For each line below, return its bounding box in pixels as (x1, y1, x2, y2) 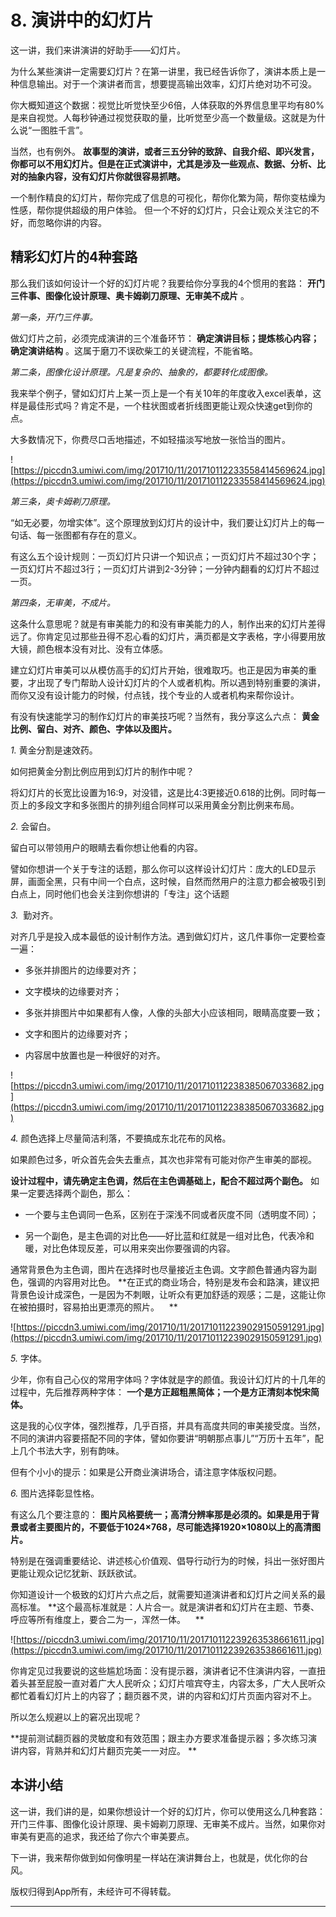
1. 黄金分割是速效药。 (10, 744, 98, 756)
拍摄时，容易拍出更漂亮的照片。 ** (27, 1301, 178, 1313)
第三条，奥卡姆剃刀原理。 (10, 495, 116, 507)
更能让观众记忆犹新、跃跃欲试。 (10, 1567, 142, 1579)
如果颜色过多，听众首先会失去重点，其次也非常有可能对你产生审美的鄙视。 (10, 1153, 317, 1165)
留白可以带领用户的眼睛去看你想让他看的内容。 (10, 841, 203, 853)
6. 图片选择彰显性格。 (10, 1487, 100, 1499)
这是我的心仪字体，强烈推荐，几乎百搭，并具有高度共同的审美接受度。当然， (10, 1419, 326, 1431)
